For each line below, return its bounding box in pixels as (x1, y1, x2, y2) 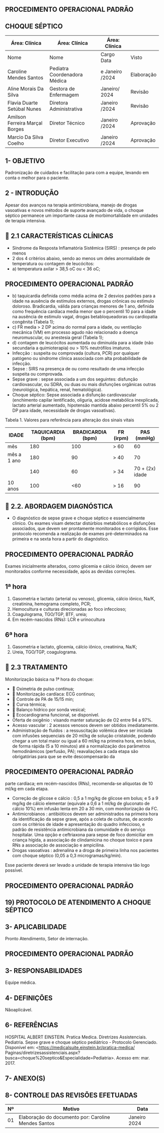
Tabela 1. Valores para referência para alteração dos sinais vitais (5, 417, 134, 423)
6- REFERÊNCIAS (5, 1021, 59, 1030)
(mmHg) (135, 435, 155, 442)
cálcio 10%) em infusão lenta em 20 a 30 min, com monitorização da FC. (12, 806, 159, 812)
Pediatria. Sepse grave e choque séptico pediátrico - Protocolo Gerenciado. (5, 1039, 158, 1045)
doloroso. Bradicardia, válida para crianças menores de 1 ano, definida (12, 303, 154, 309)
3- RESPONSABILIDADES (5, 966, 82, 975)
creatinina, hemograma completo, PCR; (12, 601, 91, 607)
